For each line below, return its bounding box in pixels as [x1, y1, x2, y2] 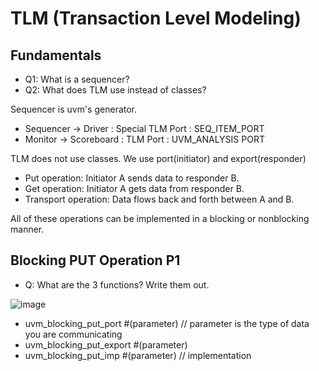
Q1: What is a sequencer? [24, 73, 130, 85]
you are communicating [24, 328, 123, 340]
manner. [10, 223, 45, 235]
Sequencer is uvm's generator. [10, 103, 138, 115]
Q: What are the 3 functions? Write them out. [24, 278, 210, 291]
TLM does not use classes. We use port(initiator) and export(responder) [10, 153, 307, 164]
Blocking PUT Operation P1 [10, 252, 181, 269]
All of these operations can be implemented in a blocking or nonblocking [10, 213, 310, 224]
